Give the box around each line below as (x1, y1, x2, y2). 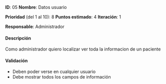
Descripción (5, 35, 31, 41)
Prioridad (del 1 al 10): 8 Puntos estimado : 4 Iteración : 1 (5, 14, 121, 19)
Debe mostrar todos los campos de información (12, 74, 111, 80)
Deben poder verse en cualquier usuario (12, 68, 96, 74)
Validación (5, 57, 28, 63)
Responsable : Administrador (5, 23, 65, 29)
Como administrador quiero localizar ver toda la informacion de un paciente (5, 46, 161, 52)
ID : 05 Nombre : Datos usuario (5, 4, 67, 10)
